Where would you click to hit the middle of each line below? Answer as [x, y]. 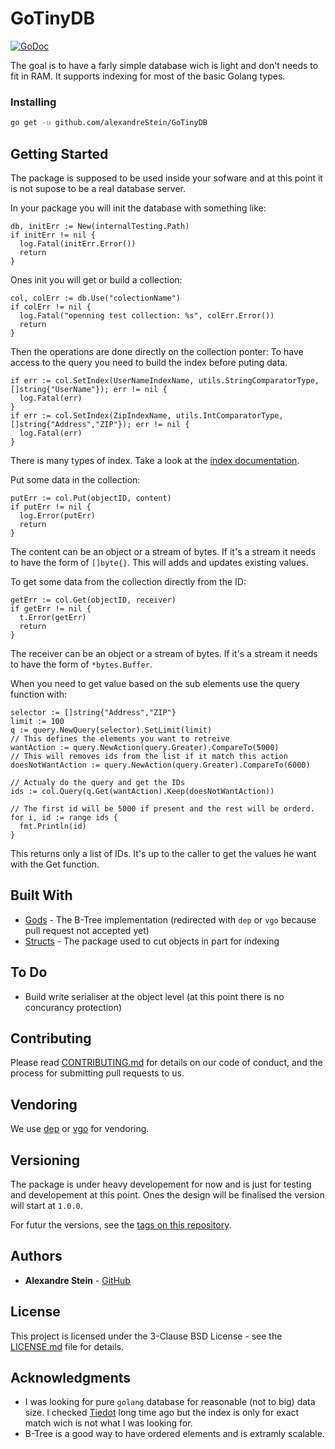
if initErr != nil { [53, 235]
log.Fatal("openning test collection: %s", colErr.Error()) [147, 315]
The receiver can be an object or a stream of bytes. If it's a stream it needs [164, 653]
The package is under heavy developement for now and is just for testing [161, 1184]
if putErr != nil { [51, 507]
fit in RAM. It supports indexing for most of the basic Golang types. [148, 76]
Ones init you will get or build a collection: [96, 279]
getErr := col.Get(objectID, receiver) [93, 600]
